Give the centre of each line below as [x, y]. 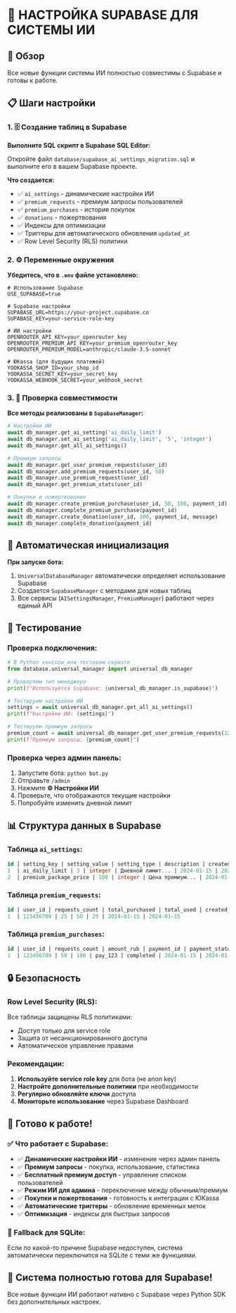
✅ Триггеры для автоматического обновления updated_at [104, 233]
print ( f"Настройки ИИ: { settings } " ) [61, 714]
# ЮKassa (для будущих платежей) [56, 361]
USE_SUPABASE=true [34, 294]
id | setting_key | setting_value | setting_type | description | [106, 864]
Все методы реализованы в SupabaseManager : [76, 413]
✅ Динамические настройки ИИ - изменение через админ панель [119, 1159]
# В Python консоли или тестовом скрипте [69, 662]
